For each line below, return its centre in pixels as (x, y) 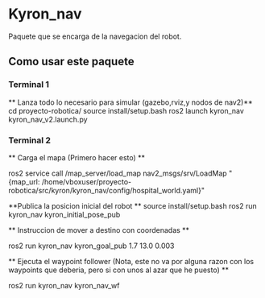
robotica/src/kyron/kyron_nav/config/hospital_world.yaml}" (107, 190)
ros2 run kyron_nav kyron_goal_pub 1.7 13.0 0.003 (91, 246)
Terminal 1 (29, 85)
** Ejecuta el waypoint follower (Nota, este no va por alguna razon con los (131, 261)
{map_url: (24, 181)
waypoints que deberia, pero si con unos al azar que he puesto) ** (119, 270)
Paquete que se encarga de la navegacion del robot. (95, 36)
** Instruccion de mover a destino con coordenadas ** (99, 230)
